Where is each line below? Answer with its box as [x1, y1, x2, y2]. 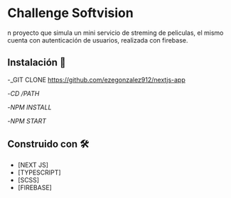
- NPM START [7, 116, 47, 125]
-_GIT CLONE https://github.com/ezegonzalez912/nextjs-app [7, 75, 186, 84]
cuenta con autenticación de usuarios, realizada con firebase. [7, 35, 188, 44]
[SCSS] [17, 175, 40, 184]
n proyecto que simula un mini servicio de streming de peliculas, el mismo [7, 28, 224, 37]
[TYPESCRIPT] [17, 168, 62, 177]
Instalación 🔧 [7, 57, 66, 69]
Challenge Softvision [7, 5, 134, 21]
